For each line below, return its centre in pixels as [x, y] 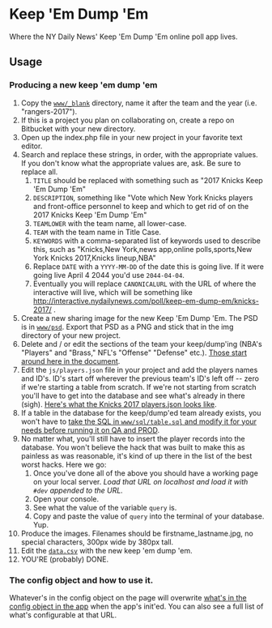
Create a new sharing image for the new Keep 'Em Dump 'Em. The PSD [139, 318]
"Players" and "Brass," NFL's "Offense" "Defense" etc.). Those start [134, 352]
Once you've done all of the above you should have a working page [145, 473]
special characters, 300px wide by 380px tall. [97, 542]
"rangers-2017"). [49, 111]
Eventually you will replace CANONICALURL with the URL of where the [144, 284]
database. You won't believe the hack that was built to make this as [133, 447]
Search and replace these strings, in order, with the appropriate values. [139, 154]
